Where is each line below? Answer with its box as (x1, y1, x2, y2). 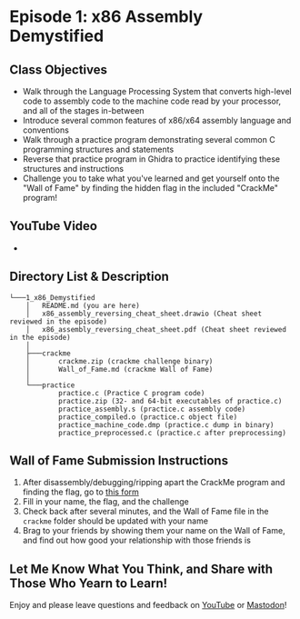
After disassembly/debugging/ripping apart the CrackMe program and (22, 477, 285, 488)
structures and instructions (22, 164, 125, 174)
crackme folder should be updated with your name (22, 515, 209, 526)
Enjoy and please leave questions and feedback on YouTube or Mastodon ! (9, 600, 287, 611)
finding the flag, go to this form (22, 486, 139, 497)
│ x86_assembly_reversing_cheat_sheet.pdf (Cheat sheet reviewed (25, 324, 286, 334)
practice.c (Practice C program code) (57, 388, 205, 397)
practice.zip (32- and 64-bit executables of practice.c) (57, 396, 283, 405)
